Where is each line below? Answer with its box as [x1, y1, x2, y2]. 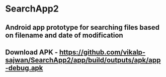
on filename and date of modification [5, 31, 123, 39]
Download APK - [5, 48, 58, 56]
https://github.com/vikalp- [59, 48, 146, 56]
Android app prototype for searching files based [5, 23, 160, 32]
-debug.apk [5, 63, 43, 72]
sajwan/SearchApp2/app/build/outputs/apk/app [5, 56, 161, 64]
